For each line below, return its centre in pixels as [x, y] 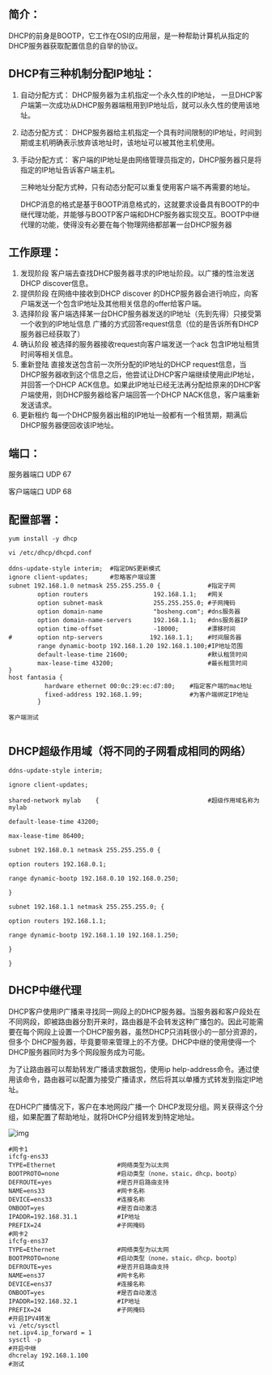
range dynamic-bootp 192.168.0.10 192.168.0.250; [94, 878]
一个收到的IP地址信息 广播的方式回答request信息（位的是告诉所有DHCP [139, 324]
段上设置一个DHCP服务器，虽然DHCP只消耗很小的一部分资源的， [152, 1031]
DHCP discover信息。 [56, 284]
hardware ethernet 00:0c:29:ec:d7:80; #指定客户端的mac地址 [148, 686]
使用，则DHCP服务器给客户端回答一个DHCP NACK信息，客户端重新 [147, 395]
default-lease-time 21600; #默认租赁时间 [143, 655]
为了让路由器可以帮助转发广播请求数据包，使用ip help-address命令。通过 [130, 1069]
